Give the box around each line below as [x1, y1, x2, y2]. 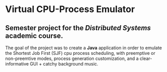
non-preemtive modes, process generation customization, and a [5, 55, 139, 61]
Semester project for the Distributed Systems [5, 24, 151, 32]
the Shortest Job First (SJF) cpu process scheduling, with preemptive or [5, 50, 155, 56]
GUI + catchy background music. [30, 61, 98, 66]
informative [5, 61, 29, 66]
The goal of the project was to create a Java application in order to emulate [5, 45, 162, 51]
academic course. [5, 31, 64, 40]
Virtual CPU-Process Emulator [5, 4, 135, 15]
